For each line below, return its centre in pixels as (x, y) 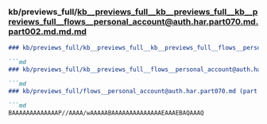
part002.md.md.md (48, 32)
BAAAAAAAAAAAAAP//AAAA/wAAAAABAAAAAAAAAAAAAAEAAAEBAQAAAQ (106, 113)
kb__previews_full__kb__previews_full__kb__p (167, 12)
